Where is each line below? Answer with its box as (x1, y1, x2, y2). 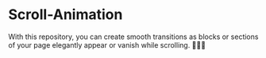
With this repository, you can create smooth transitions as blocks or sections (8, 32, 259, 41)
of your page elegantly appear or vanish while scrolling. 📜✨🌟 (8, 40, 206, 49)
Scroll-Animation (8, 6, 123, 24)
